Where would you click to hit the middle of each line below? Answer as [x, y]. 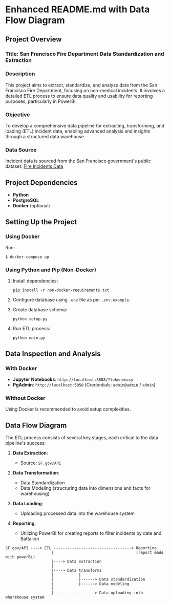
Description [20, 74]
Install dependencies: [35, 281]
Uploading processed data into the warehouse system [77, 513]
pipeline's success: [26, 443]
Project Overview [34, 39]
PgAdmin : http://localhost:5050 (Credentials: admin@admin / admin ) [84, 384]
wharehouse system [25, 597]
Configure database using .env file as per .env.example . [71, 300]
